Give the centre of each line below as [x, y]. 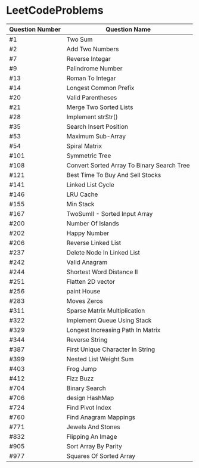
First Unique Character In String [111, 349]
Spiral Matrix [84, 145]
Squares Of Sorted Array [101, 455]
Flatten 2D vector [91, 281]
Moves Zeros [85, 300]
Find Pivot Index [89, 407]
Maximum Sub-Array [96, 136]
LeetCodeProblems [55, 10]
